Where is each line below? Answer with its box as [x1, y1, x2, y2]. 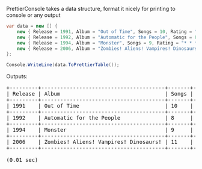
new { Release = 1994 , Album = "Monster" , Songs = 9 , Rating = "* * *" [17, 40, 200, 46]
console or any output [6, 11, 61, 19]
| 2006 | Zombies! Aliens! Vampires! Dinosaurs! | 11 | [6, 138, 194, 146]
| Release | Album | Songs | [6, 90, 194, 97]
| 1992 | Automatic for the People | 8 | [6, 114, 194, 121]
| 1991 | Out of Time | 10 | [6, 102, 194, 109]
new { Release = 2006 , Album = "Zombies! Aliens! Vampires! [17, 45, 171, 52]
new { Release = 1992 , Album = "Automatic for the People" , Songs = [17, 34, 192, 40]
